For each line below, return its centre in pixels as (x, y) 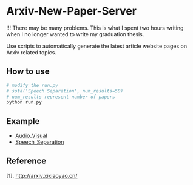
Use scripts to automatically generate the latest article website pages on (96, 46)
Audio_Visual (31, 136)
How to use (28, 72)
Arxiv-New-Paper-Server (71, 11)
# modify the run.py (32, 85)
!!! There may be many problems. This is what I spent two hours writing (95, 28)
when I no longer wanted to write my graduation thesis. (75, 34)
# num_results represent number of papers (61, 97)
